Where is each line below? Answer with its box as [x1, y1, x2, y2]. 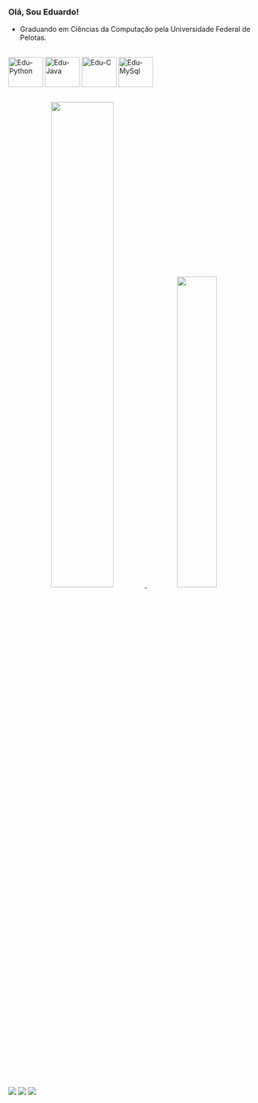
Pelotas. [19, 33, 47, 42]
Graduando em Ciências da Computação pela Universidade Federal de [19, 25, 251, 34]
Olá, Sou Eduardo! [8, 6, 79, 18]
